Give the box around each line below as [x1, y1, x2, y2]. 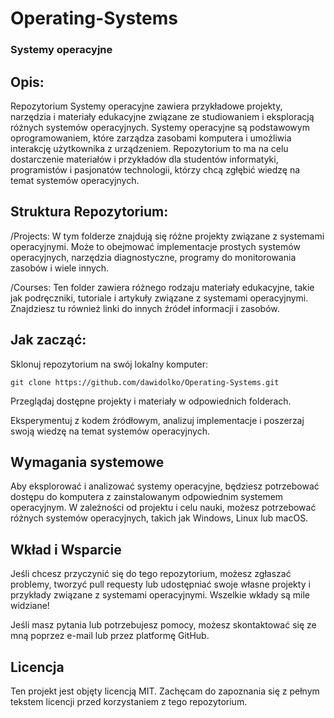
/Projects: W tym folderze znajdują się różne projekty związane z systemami [10, 230, 325, 242]
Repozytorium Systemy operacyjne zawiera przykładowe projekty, [10, 100, 283, 112]
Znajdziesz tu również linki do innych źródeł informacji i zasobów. [10, 302, 280, 314]
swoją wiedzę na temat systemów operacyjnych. [10, 425, 210, 437]
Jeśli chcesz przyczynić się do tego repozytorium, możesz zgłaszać [10, 568, 292, 580]
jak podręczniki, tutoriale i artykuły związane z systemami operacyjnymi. [10, 292, 309, 304]
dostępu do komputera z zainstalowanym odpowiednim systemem [10, 491, 284, 503]
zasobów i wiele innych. [10, 262, 109, 274]
